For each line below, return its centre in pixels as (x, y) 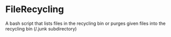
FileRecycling (35, 9)
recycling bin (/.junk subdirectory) (41, 28)
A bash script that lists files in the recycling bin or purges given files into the (85, 23)
